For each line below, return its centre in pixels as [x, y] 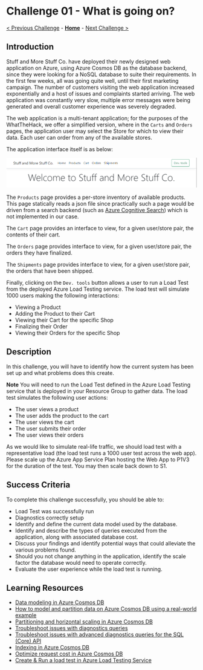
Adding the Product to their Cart [55, 314]
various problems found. [46, 550]
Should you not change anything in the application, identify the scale [100, 556]
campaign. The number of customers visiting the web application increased [100, 87]
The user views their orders [49, 435]
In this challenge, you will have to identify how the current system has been [100, 366]
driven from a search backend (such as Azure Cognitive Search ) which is [97, 210]
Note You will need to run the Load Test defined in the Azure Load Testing [98, 385]
